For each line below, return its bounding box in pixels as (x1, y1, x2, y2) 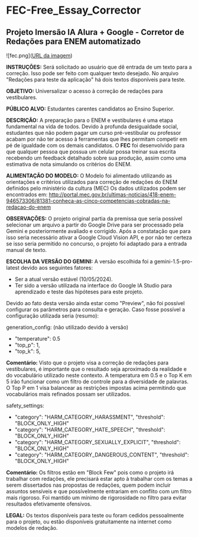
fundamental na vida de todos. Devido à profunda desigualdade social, (6, 123, 178, 130)
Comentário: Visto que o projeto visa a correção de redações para (6, 359, 169, 366)
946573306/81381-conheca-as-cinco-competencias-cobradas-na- (6, 198, 171, 204)
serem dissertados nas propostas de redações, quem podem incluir (6, 481, 171, 489)
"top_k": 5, (14, 348, 41, 355)
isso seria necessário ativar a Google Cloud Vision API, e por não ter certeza (6, 234, 192, 241)
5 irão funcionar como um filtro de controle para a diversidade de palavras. (6, 378, 189, 385)
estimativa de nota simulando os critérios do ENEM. (6, 161, 132, 167)
